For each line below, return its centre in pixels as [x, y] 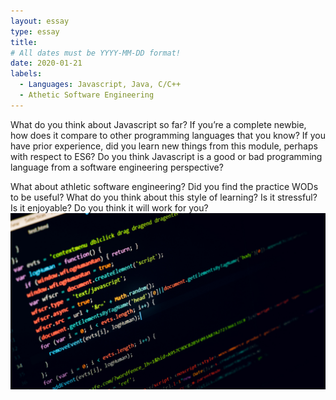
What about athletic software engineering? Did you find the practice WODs [164, 186]
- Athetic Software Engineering [87, 95]
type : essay [35, 31]
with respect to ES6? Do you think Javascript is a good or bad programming [166, 156]
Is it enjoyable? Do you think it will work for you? [109, 207]
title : [24, 42]
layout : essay [40, 21]
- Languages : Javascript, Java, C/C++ [100, 85]
